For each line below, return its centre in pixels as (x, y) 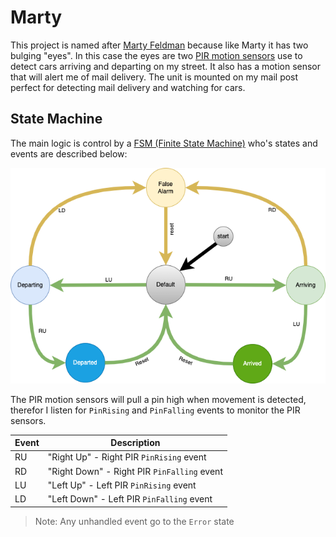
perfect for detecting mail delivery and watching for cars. (128, 87)
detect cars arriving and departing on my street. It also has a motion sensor (166, 66)
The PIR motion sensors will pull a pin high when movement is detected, (158, 399)
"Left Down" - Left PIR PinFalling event (130, 499)
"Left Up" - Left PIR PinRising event (122, 485)
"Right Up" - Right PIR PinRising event (127, 457)
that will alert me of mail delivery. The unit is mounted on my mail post (154, 77)
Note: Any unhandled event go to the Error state (134, 521)
